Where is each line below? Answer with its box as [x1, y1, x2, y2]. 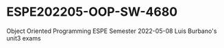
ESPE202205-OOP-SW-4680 [6, 4, 178, 20]
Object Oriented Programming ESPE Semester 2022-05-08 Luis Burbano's [6, 27, 217, 35]
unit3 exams [6, 34, 42, 42]
